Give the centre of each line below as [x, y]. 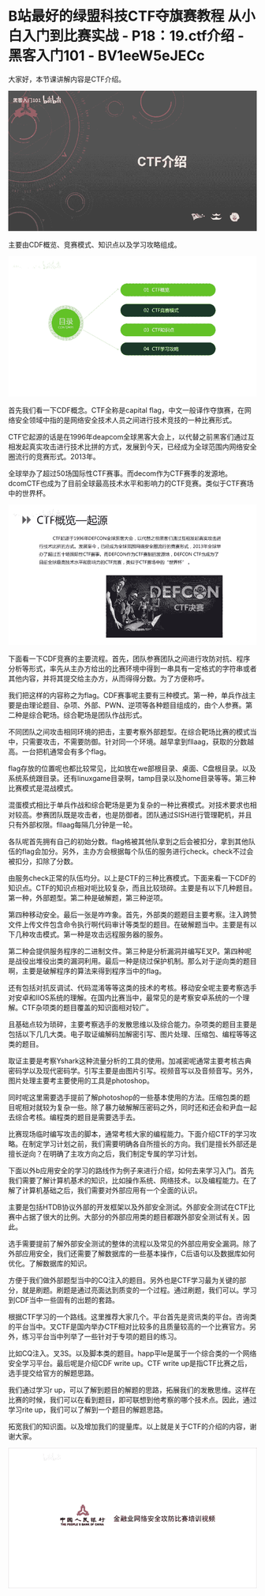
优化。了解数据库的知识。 [50, 1263]
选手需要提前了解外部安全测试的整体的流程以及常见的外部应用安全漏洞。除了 [132, 1243]
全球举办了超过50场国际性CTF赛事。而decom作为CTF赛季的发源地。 [120, 473]
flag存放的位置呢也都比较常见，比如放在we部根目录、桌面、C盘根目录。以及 [132, 768]
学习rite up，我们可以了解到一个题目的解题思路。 [88, 1409]
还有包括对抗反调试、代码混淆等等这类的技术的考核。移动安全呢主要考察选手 [132, 987]
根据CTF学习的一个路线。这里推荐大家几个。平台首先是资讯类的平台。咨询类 [132, 1316]
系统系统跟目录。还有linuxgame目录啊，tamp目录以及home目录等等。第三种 [132, 778]
